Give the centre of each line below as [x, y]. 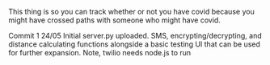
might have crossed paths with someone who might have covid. [114, 20]
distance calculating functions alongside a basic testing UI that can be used [135, 44]
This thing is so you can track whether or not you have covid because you [131, 12]
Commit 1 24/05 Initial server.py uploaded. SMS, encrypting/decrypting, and [135, 36]
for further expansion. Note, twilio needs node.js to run [100, 53]
